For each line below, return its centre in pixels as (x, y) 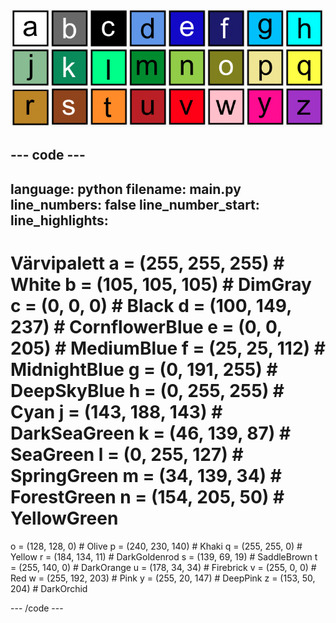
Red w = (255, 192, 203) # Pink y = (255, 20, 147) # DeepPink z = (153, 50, (163, 578)
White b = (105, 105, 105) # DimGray (161, 284)
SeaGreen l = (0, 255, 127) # (127, 454)
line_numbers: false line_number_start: (135, 204)
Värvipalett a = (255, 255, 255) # (147, 263)
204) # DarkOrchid (49, 588)
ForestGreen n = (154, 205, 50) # (147, 496)
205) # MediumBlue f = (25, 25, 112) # (168, 348)
